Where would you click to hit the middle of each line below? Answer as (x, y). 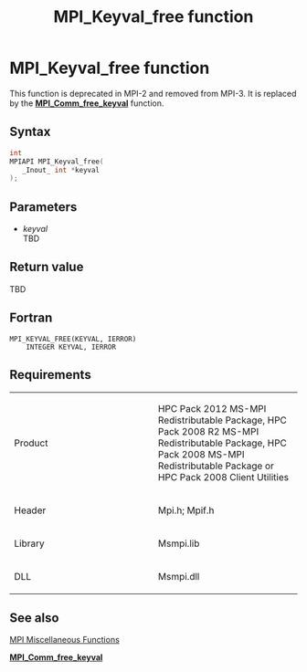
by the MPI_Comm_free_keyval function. (87, 103)
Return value (47, 267)
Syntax (30, 132)
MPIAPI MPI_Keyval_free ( (57, 162)
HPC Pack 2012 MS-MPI (212, 408)
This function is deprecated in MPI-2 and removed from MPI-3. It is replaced (153, 93)
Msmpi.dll (179, 576)
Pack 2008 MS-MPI (201, 454)
